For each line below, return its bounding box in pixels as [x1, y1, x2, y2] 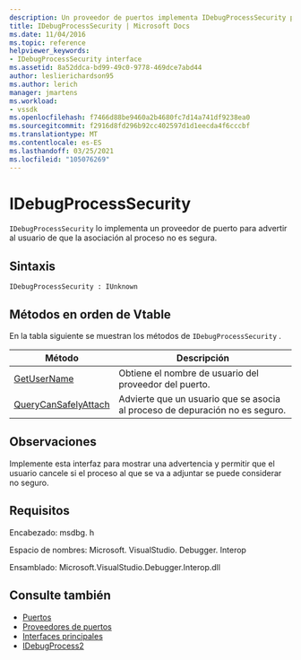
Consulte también [9, 588, 111, 604]
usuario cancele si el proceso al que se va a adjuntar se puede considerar [9, 467, 282, 478]
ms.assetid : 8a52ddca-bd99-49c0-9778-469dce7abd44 [9, 64, 202, 73]
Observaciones [9, 434, 97, 449]
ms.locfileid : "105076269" [9, 154, 110, 164]
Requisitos [9, 503, 70, 518]
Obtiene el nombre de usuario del [118, 367, 260, 379]
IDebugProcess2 [21, 640, 85, 651]
